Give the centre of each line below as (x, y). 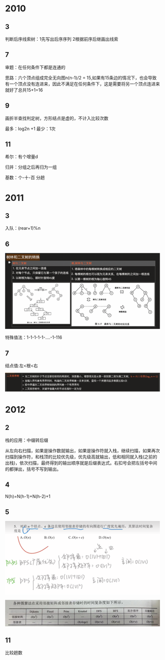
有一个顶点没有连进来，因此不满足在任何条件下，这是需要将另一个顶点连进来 (82, 83)
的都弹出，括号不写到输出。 (33, 469)
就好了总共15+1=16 (24, 90)
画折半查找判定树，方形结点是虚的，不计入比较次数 (57, 118)
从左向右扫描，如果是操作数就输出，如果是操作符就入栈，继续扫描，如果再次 (82, 450)
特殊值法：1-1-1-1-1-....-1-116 (34, 337)
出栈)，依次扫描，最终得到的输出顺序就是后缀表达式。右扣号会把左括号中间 (81, 463)
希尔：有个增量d (22, 157)
